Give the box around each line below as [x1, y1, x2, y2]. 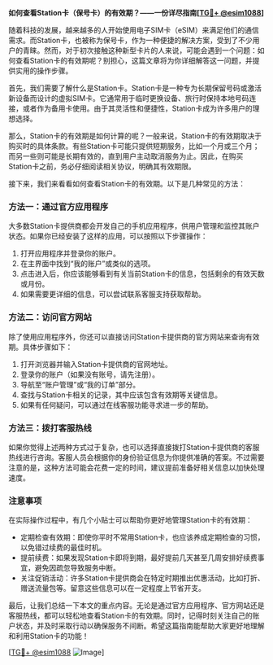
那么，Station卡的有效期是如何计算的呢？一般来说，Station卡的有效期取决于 [8, 131, 262, 141]
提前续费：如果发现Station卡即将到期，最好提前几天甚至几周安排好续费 [19, 553, 258, 562]
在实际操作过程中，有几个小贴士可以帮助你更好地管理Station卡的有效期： [8, 515, 253, 525]
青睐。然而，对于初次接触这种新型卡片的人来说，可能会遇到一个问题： [22, 46, 258, 55]
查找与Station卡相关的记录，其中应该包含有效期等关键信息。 [19, 390, 222, 400]
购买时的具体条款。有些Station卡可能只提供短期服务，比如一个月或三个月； [8, 142, 260, 151]
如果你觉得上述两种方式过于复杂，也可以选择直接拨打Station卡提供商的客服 [8, 442, 260, 452]
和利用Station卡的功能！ [8, 631, 89, 641]
